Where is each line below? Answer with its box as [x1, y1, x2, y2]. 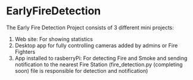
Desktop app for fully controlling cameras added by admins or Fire [14, 42, 178, 49]
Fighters [14, 48, 36, 55]
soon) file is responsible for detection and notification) [14, 67, 148, 74]
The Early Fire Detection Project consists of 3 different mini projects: [6, 24, 175, 31]
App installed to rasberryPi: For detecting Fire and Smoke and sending [14, 54, 188, 61]
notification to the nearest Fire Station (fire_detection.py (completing [14, 61, 183, 68]
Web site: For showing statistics [14, 35, 94, 42]
